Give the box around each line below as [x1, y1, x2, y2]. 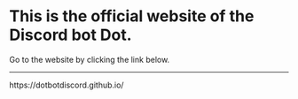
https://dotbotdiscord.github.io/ [9, 80, 124, 90]
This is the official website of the [9, 6, 255, 27]
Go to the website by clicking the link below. [9, 54, 170, 65]
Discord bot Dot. [9, 25, 132, 45]
